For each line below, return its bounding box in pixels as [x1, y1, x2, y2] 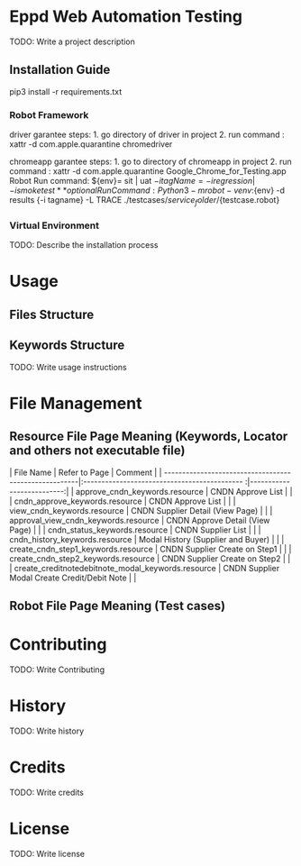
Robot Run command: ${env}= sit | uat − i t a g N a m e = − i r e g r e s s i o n [9, 176, 253, 187]
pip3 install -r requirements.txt [9, 86, 123, 96]
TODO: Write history [9, 725, 85, 736]
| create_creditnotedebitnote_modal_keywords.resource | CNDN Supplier [9, 562, 280, 573]
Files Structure [9, 306, 95, 322]
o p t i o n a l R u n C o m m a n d [66, 185, 150, 196]
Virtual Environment [9, 219, 100, 232]
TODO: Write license [9, 848, 86, 859]
